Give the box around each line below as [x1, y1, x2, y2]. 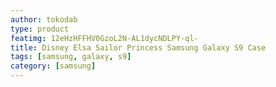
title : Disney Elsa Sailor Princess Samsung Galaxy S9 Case [10, 42, 267, 53]
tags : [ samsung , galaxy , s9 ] [10, 52, 132, 62]
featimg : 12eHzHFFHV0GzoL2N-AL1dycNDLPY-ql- [10, 33, 199, 43]
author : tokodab [10, 14, 78, 25]
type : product [10, 24, 70, 34]
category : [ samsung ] [10, 61, 97, 71]
